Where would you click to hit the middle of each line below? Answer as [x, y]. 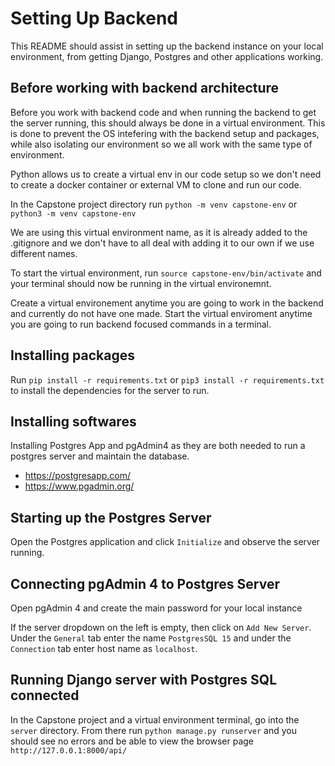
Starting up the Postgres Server [111, 517]
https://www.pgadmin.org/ [79, 486]
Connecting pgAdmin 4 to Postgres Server [145, 583]
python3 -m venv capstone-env [73, 213]
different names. [44, 253]
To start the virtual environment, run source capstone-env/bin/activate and [166, 273]
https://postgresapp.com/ [78, 476]
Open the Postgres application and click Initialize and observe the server [165, 542]
